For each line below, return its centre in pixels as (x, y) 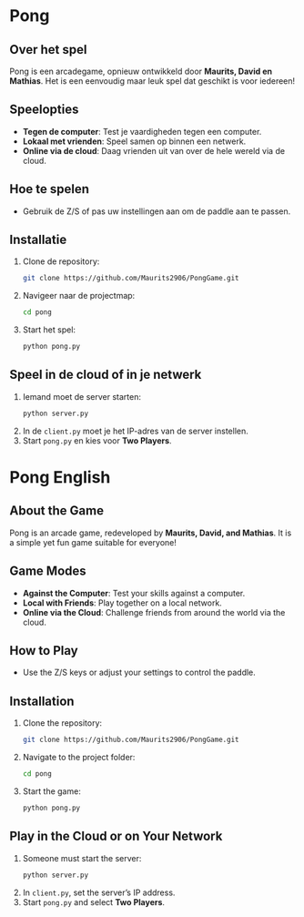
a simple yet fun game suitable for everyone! (93, 542)
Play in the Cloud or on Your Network (116, 836)
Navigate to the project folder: (79, 758)
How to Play (44, 651)
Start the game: (52, 791)
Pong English (60, 477)
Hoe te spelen (49, 189)
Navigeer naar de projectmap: (79, 296)
